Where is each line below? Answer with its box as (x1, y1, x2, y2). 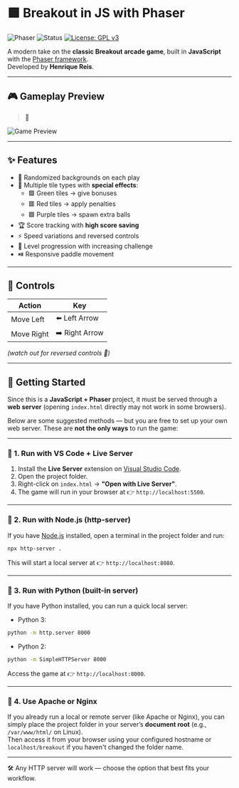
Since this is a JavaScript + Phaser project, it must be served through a (7, 395, 218, 404)
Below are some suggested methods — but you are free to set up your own (7, 417, 228, 425)
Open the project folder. (17, 472, 88, 481)
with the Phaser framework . (7, 54, 89, 63)
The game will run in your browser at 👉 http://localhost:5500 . (17, 488, 206, 497)
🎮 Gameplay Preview (7, 90, 105, 103)
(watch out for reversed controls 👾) (7, 349, 110, 358)
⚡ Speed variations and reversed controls (17, 232, 139, 240)
